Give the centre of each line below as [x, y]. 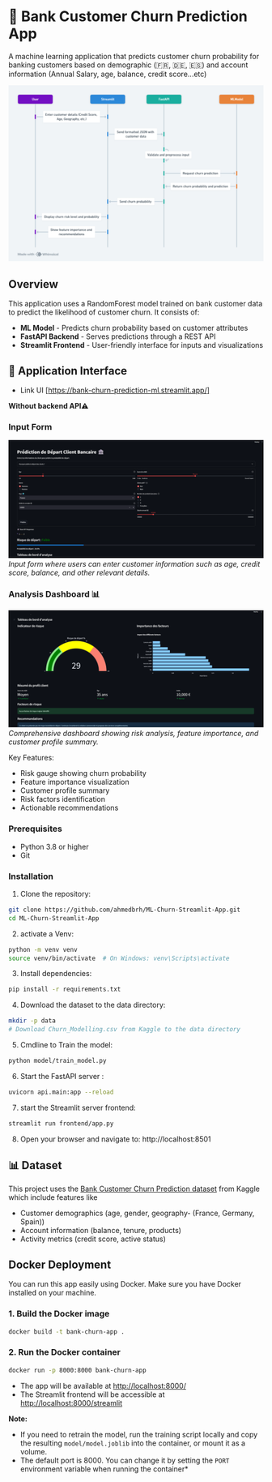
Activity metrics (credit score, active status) [93, 1239]
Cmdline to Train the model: [66, 1045]
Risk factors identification [63, 799]
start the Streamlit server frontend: [78, 1107]
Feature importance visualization [74, 782]
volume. [33, 1451]
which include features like [53, 1197]
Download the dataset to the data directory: [93, 1005]
